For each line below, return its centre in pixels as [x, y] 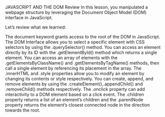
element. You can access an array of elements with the [61, 58]
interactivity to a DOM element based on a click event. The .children [75, 94]
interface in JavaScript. [29, 18]
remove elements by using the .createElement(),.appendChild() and [74, 84]
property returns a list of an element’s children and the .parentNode [74, 100]
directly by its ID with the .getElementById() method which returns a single [81, 52]
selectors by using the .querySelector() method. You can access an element [83, 47]
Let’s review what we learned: [36, 27]
